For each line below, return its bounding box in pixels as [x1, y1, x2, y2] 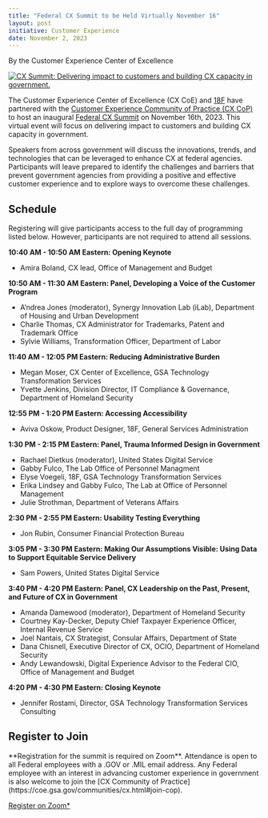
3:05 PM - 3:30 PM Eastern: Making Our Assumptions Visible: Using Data [8, 544, 258, 554]
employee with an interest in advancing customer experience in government [8, 768, 259, 777]
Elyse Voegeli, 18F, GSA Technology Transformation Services [19, 472, 222, 482]
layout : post [8, 19, 52, 27]
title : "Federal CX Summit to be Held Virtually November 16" [8, 11, 220, 20]
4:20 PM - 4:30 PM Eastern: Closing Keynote [8, 683, 162, 692]
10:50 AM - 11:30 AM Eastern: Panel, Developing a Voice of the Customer [8, 279, 256, 288]
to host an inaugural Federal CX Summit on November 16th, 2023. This [8, 113, 241, 122]
